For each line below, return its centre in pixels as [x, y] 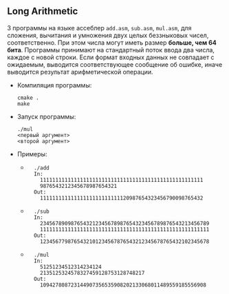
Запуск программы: [46, 116]
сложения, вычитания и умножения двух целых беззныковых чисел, [108, 35]
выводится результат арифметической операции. [80, 72]
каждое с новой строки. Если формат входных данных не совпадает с [111, 57]
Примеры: [32, 154]
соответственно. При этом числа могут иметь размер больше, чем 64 [112, 42]
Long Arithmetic [43, 11]
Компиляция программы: [54, 85]
